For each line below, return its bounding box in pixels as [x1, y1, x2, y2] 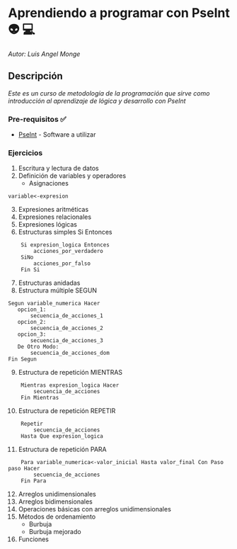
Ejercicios [8, 147, 43, 157]
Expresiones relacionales [18, 213, 91, 221]
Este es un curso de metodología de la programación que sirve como [8, 89, 210, 97]
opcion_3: [17, 331, 47, 338]
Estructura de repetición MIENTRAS [18, 368, 123, 377]
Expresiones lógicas [18, 220, 77, 229]
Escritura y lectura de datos [18, 164, 99, 173]
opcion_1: [17, 306, 47, 313]
